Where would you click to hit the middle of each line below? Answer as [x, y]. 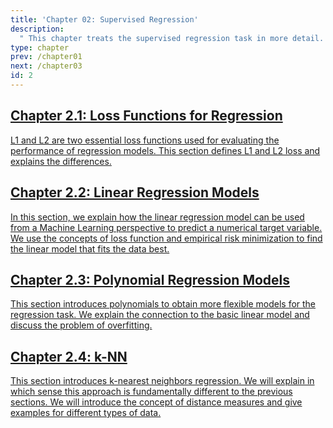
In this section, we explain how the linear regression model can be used [157, 217]
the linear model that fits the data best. [90, 248]
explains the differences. [61, 161]
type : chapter [40, 47]
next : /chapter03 [46, 66]
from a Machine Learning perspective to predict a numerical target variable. [166, 227]
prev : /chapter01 [46, 57]
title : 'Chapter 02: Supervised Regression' [104, 19]
